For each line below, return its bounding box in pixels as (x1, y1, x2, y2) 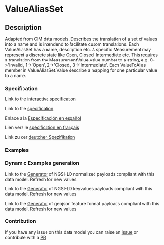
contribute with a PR (5, 234, 46, 240)
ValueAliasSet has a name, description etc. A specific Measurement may (5, 47, 151, 52)
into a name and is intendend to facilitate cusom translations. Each (5, 41, 139, 47)
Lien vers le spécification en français (5, 124, 79, 131)
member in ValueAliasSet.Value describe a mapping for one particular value (5, 67, 158, 73)
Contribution (5, 218, 36, 225)
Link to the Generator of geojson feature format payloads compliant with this (5, 200, 160, 206)
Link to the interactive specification (5, 96, 76, 102)
